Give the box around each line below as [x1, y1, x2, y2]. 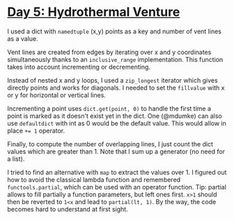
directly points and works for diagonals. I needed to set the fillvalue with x [7, 83, 225, 92]
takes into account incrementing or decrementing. [7, 62, 151, 71]
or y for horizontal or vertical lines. [7, 91, 107, 99]
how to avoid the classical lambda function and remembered [7, 175, 181, 184]
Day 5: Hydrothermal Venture [7, 4, 180, 20]
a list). [7, 154, 25, 163]
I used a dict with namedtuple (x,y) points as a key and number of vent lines [7, 27, 221, 35]
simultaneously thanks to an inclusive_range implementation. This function [7, 55, 224, 63]
